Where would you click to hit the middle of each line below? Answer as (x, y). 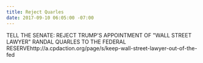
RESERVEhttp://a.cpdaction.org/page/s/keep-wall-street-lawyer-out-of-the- (102, 48)
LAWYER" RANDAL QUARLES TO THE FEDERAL (66, 42)
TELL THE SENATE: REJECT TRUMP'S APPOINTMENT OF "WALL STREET (99, 35)
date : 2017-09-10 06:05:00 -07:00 (50, 18)
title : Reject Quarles (35, 12)
